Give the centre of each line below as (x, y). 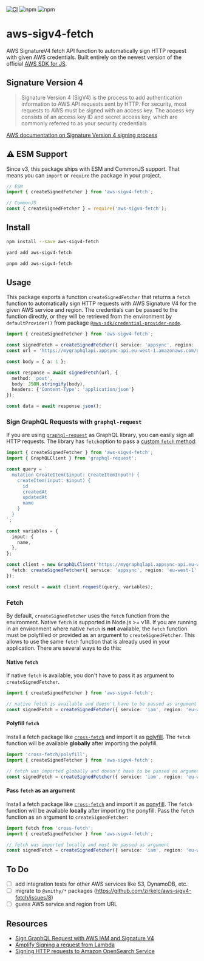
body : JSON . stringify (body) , (49, 384)
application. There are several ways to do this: (64, 648)
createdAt (35, 492)
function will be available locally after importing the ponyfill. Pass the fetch (100, 810)
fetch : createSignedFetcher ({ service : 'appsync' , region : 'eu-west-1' (104, 570)
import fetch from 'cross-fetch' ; (50, 828)
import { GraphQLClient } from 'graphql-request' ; (72, 458)
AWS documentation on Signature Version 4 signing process (82, 135)
